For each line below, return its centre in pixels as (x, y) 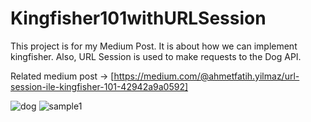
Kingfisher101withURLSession (138, 18)
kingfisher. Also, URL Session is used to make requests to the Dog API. (156, 56)
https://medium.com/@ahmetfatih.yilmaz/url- (206, 76)
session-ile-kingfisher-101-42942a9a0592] (99, 86)
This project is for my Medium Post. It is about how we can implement (154, 46)
